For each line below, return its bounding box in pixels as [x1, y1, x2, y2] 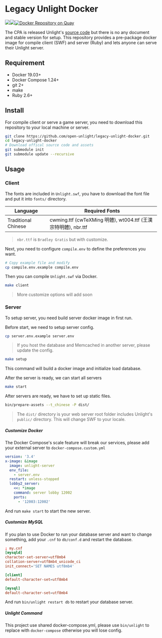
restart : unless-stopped [9, 477, 59, 482]
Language [14, 207, 38, 214]
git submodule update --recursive [5, 152, 75, 157]
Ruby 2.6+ [12, 92, 33, 98]
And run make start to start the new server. [5, 508, 91, 514]
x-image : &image [5, 459, 38, 464]
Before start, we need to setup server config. [5, 324, 94, 330]
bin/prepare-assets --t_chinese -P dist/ [5, 403, 90, 407]
